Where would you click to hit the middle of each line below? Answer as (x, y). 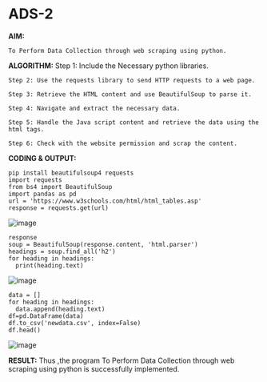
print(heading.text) (50, 265)
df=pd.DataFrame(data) (46, 316)
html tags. (26, 129)
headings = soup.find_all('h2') (62, 251)
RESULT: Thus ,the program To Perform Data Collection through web (122, 360)
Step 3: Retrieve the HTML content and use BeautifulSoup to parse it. (130, 94)
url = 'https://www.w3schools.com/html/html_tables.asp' (105, 201)
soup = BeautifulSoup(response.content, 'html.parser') (103, 244)
